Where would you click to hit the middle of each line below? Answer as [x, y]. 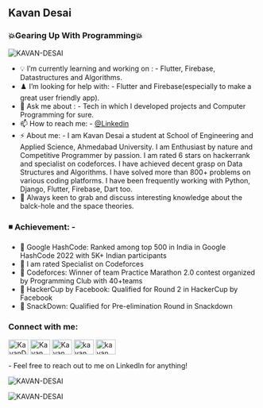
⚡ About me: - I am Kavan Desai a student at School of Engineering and [136, 135]
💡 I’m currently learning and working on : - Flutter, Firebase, [118, 68]
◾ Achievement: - [42, 227]
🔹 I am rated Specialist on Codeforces [82, 264]
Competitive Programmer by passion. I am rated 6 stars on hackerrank [135, 155]
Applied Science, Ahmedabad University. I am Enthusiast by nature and [136, 147]
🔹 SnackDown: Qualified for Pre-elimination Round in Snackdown [126, 306]
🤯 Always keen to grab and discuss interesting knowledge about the [131, 197]
